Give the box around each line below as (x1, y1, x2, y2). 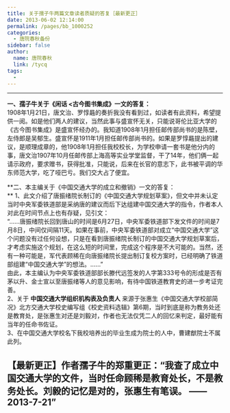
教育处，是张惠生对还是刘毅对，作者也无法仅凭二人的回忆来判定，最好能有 (12, 311, 223, 320)
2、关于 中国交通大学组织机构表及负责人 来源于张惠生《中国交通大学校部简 (7, 294, 218, 303)
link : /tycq (13, 61, 48, 68)
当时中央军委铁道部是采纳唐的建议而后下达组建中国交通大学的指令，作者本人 (7, 200, 223, 209)
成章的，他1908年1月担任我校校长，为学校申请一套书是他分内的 (36, 143, 216, 151)
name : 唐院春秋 (13, 55, 53, 62)
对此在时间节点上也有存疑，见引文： (7, 209, 110, 217)
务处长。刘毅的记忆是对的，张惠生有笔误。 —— (7, 385, 207, 397)
